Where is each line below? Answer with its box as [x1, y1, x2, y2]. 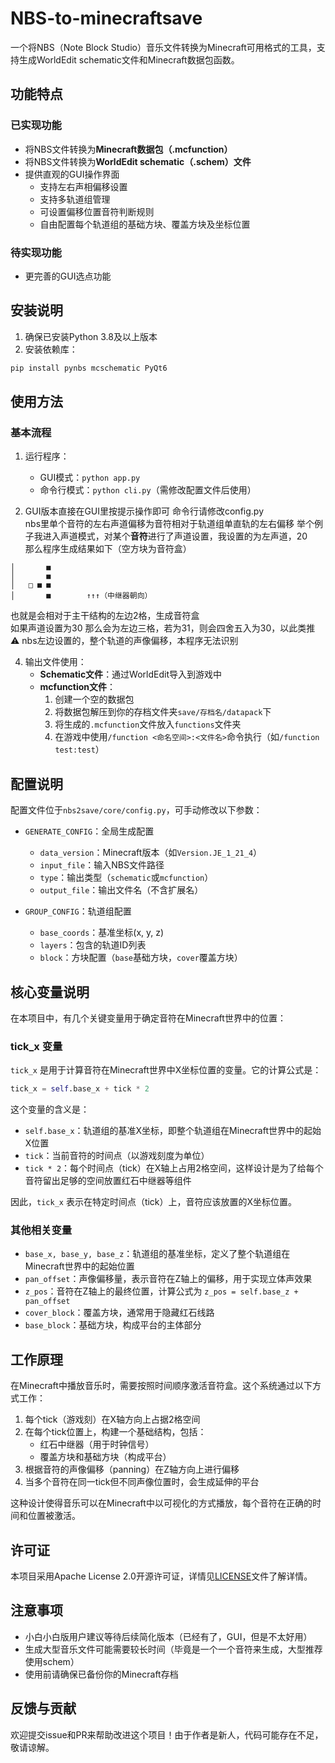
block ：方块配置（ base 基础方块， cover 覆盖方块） [39, 952, 243, 964]
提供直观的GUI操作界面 [24, 168, 120, 180]
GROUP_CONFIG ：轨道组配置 [24, 905, 132, 917]
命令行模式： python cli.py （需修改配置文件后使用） [39, 484, 257, 496]
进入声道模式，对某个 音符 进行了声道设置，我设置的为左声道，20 [42, 530, 308, 542]
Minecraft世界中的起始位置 [24, 1260, 135, 1272]
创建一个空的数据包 [54, 693, 135, 706]
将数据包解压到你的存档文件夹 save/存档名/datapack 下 [54, 706, 272, 718]
